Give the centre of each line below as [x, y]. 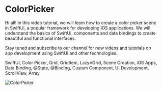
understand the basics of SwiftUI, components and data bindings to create [81, 33]
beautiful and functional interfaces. [40, 38]
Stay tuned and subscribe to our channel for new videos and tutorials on [78, 48]
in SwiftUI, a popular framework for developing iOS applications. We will [78, 28]
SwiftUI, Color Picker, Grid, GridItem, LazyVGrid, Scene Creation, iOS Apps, [81, 62]
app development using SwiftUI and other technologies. [61, 53]
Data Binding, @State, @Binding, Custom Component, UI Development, [77, 68]
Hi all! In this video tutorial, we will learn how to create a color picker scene [81, 23]
